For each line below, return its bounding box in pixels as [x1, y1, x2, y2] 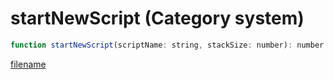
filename [10, 58, 47, 70]
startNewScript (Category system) [10, 7, 305, 30]
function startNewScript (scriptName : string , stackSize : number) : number [10, 40, 325, 50]
